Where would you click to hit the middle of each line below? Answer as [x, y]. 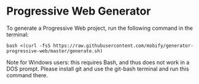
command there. [27, 75]
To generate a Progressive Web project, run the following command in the [100, 28]
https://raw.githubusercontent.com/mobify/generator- [123, 46]
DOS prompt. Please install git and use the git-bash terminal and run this [98, 69]
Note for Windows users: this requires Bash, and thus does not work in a [98, 62]
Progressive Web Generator [79, 11]
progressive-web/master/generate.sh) [55, 51]
